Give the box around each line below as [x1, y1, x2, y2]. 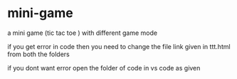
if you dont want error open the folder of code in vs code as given [7, 63, 201, 72]
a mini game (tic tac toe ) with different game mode [7, 28, 158, 37]
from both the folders [7, 50, 70, 58]
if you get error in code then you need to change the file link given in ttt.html [7, 42, 231, 51]
